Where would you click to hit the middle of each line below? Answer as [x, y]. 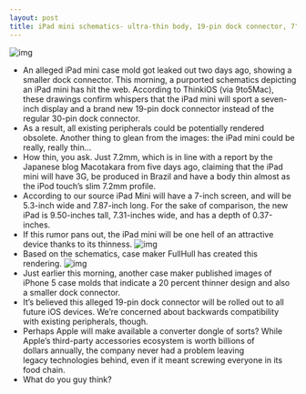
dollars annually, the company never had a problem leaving [133, 350]
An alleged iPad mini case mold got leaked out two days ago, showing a [157, 70]
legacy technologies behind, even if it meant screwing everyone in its [153, 359]
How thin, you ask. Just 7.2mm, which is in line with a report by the [148, 157]
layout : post [34, 18]
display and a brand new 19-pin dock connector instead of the [158, 108]
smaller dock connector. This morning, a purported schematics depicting [159, 79]
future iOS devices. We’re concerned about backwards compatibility [151, 311]
